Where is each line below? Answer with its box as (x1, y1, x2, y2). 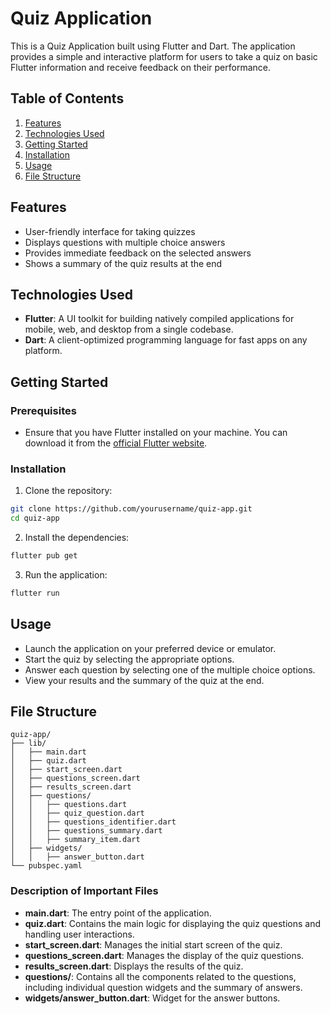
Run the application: (24, 568, 108, 581)
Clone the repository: (24, 485, 113, 497)
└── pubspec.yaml (10, 861, 83, 871)
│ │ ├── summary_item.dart (10, 835, 141, 845)
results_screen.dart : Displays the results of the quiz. (24, 960, 244, 972)
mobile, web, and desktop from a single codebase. (24, 323, 234, 336)
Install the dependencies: (24, 532, 130, 544)
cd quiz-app (10, 513, 60, 524)
